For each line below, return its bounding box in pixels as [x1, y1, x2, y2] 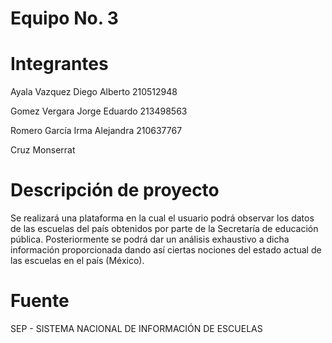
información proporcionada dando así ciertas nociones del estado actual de [10, 244, 322, 256]
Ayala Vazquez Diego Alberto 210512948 [10, 86, 178, 98]
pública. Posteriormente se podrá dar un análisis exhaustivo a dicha [10, 233, 290, 246]
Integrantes [10, 53, 109, 76]
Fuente [10, 290, 70, 312]
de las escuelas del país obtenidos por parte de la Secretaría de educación [10, 223, 319, 235]
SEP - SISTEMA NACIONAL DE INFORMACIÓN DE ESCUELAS [10, 323, 263, 334]
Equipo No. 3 [10, 7, 119, 30]
